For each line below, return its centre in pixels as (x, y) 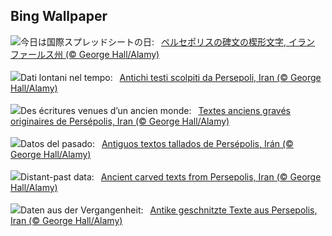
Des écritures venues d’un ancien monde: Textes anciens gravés (156, 110)
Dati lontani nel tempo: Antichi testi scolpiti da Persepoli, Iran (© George (171, 77)
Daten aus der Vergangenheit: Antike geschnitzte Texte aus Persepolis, (169, 210)
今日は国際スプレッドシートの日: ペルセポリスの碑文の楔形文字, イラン (167, 41)
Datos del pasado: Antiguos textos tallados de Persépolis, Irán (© (157, 143)
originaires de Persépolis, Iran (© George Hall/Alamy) (120, 121)
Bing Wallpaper (59, 16)
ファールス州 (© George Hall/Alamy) (85, 54)
